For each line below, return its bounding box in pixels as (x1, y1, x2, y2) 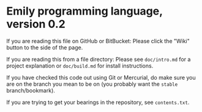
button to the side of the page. (6, 44, 83, 51)
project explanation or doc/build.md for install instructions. (6, 62, 154, 69)
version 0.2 (6, 17, 65, 31)
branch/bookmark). (6, 86, 55, 94)
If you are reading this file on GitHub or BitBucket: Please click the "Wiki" (6, 37, 190, 44)
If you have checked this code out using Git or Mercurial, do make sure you (6, 74, 196, 81)
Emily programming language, (6, 4, 163, 18)
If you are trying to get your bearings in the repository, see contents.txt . (6, 99, 190, 106)
